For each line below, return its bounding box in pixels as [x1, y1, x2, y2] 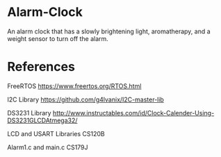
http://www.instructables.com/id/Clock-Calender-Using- [52, 108, 215, 117]
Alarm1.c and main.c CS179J [7, 143, 88, 151]
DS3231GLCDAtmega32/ [7, 116, 78, 124]
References [7, 59, 75, 75]
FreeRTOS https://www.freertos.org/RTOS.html [7, 81, 142, 90]
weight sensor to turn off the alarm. [7, 34, 109, 42]
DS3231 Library [7, 108, 51, 117]
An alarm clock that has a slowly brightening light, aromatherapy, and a [7, 27, 211, 35]
